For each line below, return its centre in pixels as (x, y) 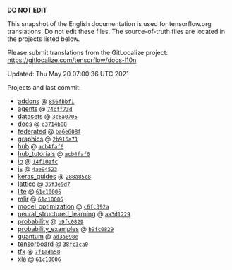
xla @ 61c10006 (39, 259)
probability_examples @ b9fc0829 (66, 229)
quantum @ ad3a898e (48, 236)
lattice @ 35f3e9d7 (44, 184)
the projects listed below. (44, 39)
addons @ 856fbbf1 (46, 101)
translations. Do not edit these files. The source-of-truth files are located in (116, 31)
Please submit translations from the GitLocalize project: (88, 53)
